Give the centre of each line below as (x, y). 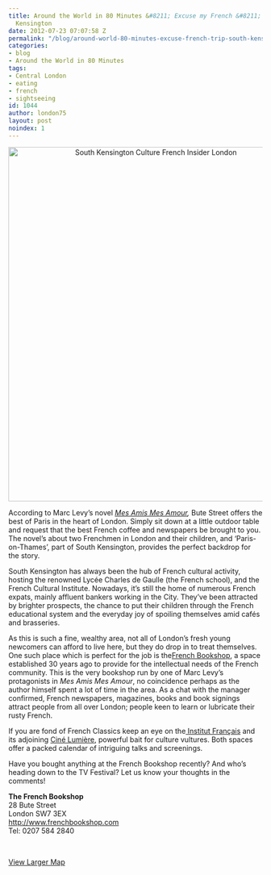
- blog (19, 53)
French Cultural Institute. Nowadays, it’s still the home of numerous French (132, 588)
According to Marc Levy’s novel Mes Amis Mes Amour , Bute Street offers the (135, 512)
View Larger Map (37, 862)
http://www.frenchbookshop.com (64, 822)
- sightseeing (32, 98)
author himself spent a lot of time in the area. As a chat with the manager (129, 690)
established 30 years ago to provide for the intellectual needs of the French (133, 664)
